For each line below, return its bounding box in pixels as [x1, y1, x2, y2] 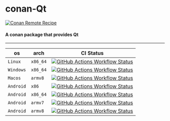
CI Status [80, 50, 104, 57]
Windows [8, 67, 26, 73]
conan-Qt [5, 3, 47, 15]
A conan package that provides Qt [5, 31, 79, 37]
